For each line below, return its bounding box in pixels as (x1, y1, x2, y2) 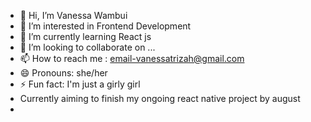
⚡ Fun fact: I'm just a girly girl (19, 78, 141, 90)
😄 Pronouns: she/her (19, 67, 108, 79)
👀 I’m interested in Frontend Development (19, 20, 192, 32)
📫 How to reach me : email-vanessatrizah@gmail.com (19, 53, 245, 64)
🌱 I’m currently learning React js (19, 31, 152, 42)
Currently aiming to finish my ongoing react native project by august (19, 93, 301, 104)
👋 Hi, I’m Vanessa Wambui (19, 10, 128, 21)
